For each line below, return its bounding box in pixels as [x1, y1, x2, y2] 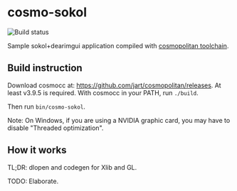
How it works [7, 144, 67, 156]
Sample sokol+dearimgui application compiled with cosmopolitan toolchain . [7, 41, 229, 50]
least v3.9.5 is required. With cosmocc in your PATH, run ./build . [7, 88, 199, 97]
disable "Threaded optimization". [7, 124, 104, 132]
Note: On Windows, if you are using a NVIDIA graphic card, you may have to [7, 116, 231, 124]
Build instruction [7, 62, 83, 75]
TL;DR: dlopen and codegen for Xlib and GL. [7, 163, 137, 171]
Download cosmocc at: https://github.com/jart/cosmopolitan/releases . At [7, 81, 222, 89]
